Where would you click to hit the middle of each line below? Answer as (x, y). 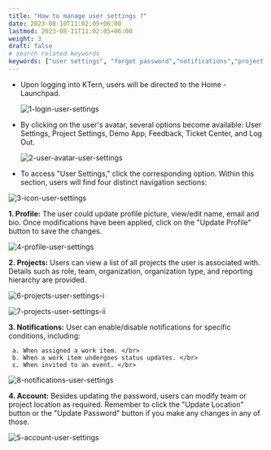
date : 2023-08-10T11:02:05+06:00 (65, 24)
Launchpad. (40, 93)
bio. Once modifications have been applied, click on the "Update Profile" (130, 222)
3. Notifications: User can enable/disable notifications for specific (120, 327)
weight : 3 (25, 39)
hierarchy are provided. (48, 280)
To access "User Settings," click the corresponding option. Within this (137, 173)
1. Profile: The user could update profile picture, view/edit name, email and (134, 213)
